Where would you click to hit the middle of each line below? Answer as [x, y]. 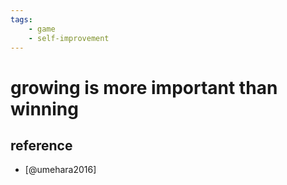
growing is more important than [144, 87]
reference [41, 145]
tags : [21, 19]
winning [44, 108]
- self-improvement [69, 38]
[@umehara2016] [60, 170]
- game [42, 29]
